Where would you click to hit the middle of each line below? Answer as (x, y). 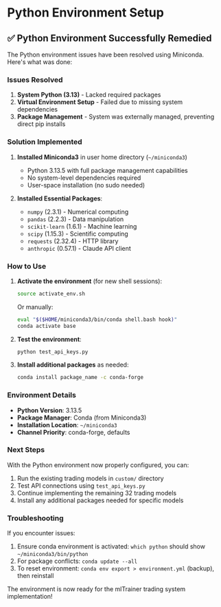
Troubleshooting (35, 518)
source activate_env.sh (51, 294)
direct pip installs (41, 124)
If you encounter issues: (41, 533)
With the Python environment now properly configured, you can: (98, 465)
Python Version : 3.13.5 (49, 410)
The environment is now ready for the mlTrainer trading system (96, 589)
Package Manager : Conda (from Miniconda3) (82, 418)
